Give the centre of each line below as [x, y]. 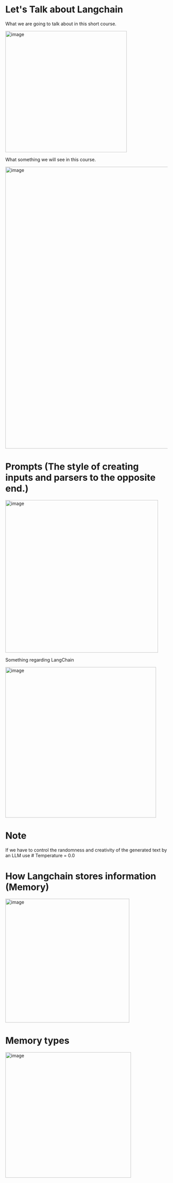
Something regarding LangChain [40, 659]
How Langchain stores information [81, 876]
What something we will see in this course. [51, 159]
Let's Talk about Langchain [64, 10]
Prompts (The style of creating [72, 467]
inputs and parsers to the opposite [81, 478]
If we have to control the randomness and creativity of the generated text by [86, 850]
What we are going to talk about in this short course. [61, 24]
